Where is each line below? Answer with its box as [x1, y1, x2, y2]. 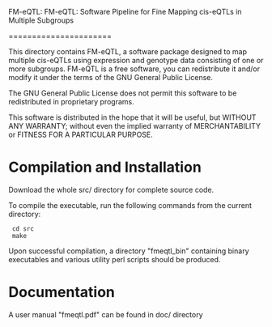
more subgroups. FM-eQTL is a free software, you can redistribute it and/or [8, 64, 261, 74]
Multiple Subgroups [8, 15, 74, 25]
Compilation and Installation [8, 158, 202, 176]
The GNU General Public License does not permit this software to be [8, 88, 237, 98]
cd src [11, 224, 35, 233]
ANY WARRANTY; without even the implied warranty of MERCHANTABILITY [8, 121, 261, 130]
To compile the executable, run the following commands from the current [8, 200, 253, 210]
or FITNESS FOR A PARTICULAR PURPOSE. [8, 130, 154, 139]
